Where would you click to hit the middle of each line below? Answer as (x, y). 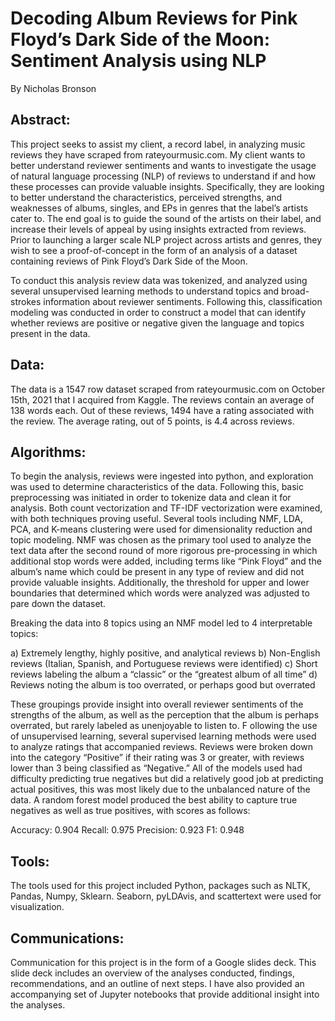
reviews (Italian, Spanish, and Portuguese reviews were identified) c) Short (164, 664)
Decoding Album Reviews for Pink (154, 18)
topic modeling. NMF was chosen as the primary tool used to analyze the (161, 540)
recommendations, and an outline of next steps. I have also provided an (157, 983)
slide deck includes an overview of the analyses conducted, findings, (153, 973)
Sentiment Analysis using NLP (138, 61)
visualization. (37, 907)
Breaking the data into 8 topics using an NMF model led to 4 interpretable (161, 623)
